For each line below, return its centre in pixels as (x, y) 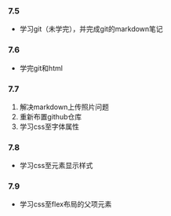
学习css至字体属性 (49, 126)
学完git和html (41, 68)
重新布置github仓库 (51, 116)
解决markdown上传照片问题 (64, 107)
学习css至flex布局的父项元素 (65, 204)
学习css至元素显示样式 (56, 166)
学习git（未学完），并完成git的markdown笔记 (91, 29)
